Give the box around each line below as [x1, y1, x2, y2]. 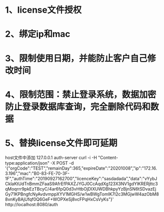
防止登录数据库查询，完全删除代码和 [5, 101, 151, 112]
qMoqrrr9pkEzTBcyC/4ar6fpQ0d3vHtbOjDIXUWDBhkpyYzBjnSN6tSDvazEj [5, 186, 156, 192]
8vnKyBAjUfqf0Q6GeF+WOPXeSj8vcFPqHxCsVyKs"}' [5, 196, 114, 202]
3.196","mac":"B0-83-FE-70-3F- [5, 170, 70, 176]
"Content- [98, 154, 118, 160]
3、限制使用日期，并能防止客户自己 [5, 53, 148, 64]
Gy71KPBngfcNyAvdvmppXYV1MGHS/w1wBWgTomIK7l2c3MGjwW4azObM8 [5, 191, 159, 197]
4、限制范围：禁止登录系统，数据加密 [5, 89, 156, 100]
